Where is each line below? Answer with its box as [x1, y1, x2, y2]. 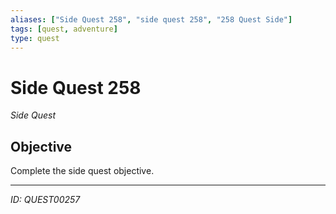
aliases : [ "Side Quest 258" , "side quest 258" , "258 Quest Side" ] [10, 14, 293, 25]
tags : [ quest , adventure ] [10, 24, 118, 34]
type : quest [10, 33, 60, 43]
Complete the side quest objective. [10, 165, 155, 177]
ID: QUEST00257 [10, 194, 81, 206]
